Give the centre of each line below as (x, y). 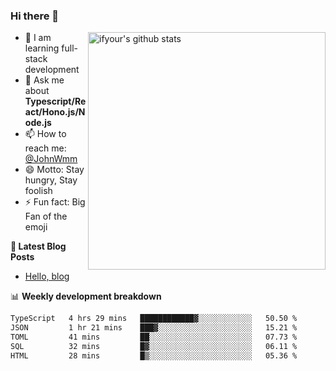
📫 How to (45, 134)
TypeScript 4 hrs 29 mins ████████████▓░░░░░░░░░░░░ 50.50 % (154, 319)
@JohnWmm (51, 159)
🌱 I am (38, 38)
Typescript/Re (55, 101)
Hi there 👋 (35, 16)
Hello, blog (47, 276)
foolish (38, 191)
